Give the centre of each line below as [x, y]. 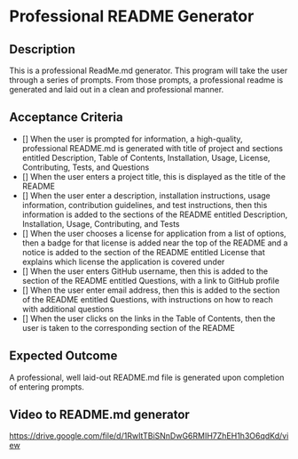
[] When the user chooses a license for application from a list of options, [154, 233]
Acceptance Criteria [66, 117]
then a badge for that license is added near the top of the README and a [155, 243]
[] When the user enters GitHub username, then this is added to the [145, 271]
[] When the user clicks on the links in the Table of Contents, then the [149, 318]
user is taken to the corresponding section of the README [128, 327]
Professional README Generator [132, 16]
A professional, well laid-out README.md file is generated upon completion [147, 377]
